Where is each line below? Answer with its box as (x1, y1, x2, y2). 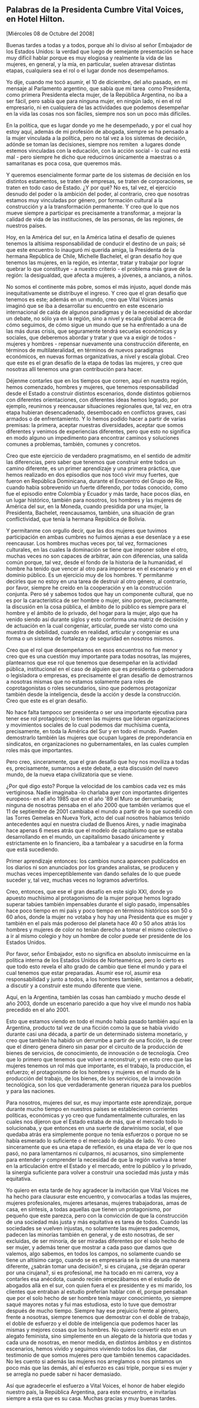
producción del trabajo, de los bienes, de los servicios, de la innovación (6, 1074, 182, 1082)
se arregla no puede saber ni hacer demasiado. (6, 1370, 122, 1378)
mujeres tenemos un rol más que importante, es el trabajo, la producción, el (6, 1062, 191, 1069)
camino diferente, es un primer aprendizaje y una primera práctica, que (6, 465, 181, 472)
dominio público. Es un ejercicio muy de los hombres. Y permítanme (6, 571, 173, 578)
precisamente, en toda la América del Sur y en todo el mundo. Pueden (6, 727, 178, 734)
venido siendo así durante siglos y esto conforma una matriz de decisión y (6, 616, 188, 623)
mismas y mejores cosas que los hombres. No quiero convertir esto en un (6, 1326, 187, 1333)
